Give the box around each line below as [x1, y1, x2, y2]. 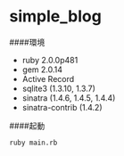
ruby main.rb [9, 138, 58, 147]
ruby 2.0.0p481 [21, 54, 79, 65]
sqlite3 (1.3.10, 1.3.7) [21, 83, 96, 94]
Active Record [21, 73, 75, 84]
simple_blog [9, 6, 103, 27]
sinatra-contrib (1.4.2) [21, 102, 103, 112]
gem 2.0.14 [21, 64, 62, 75]
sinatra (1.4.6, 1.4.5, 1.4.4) [21, 92, 116, 103]
